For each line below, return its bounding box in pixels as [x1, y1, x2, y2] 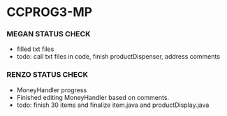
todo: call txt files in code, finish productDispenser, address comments [16, 52, 221, 61]
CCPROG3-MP [6, 4, 92, 20]
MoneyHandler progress [16, 85, 87, 94]
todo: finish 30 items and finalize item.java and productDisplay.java [16, 101, 210, 109]
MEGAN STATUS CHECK [6, 29, 91, 39]
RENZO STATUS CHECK [6, 70, 89, 80]
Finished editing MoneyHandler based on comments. [16, 93, 169, 101]
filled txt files [16, 45, 54, 53]
